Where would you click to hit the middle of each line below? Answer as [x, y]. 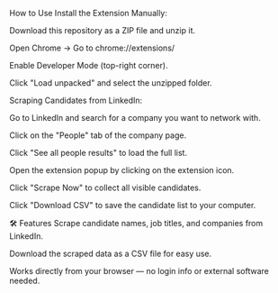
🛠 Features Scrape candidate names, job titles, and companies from [136, 223]
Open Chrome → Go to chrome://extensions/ [92, 48]
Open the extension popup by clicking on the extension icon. [122, 170]
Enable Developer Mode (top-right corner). [89, 65]
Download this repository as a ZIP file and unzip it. [103, 30]
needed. [25, 280]
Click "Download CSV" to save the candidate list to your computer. [133, 205]
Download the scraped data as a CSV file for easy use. [111, 253]
